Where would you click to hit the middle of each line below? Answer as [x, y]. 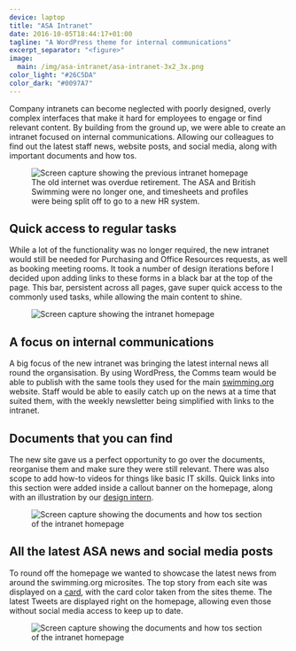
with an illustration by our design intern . [82, 498]
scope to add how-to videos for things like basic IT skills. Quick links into [142, 478]
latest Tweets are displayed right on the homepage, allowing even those [140, 601]
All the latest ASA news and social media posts [141, 551]
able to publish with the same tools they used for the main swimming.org [142, 383]
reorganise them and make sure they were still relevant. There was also [139, 469]
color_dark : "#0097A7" [51, 83]
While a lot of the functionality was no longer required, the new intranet [139, 250]
